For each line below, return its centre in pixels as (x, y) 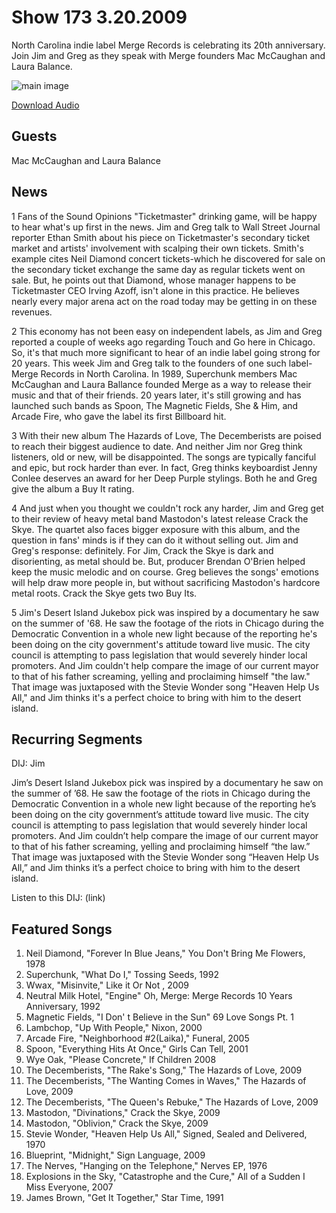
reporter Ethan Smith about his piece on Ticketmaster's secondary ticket (161, 237)
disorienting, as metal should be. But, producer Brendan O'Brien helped (158, 561)
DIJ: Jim (28, 763)
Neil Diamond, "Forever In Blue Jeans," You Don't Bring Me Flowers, (165, 953)
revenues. (32, 312)
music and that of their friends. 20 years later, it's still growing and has (156, 395)
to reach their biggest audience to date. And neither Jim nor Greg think (157, 446)
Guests (34, 136)
